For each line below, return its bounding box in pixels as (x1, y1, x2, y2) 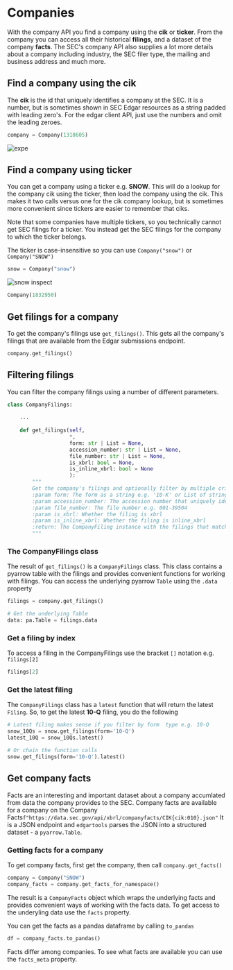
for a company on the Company (7, 806, 98, 814)
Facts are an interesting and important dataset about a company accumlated (7, 791, 225, 799)
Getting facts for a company (7, 845, 104, 855)
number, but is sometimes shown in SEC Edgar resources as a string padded (7, 103, 226, 112)
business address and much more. (7, 57, 106, 65)
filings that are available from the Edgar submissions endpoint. (7, 337, 186, 345)
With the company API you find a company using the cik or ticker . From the (7, 28, 223, 36)
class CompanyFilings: (7, 401, 73, 408)
